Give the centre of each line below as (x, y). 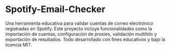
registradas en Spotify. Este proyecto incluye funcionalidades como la (79, 28)
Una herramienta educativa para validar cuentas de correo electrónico (79, 23)
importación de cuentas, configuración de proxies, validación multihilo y (81, 34)
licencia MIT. (19, 44)
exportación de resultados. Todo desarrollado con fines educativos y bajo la (85, 39)
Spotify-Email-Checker (55, 9)
